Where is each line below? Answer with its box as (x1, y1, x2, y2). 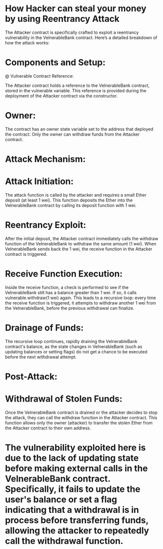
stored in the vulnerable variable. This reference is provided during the (5, 87, 147, 93)
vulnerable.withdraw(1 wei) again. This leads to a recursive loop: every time (5, 295, 156, 301)
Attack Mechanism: (5, 154, 86, 164)
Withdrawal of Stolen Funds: (5, 393, 123, 405)
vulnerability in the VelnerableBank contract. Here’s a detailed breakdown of (5, 35, 158, 41)
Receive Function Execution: (5, 268, 123, 280)
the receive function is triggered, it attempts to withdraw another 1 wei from (5, 300, 156, 305)
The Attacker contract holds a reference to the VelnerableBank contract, (5, 82, 150, 88)
